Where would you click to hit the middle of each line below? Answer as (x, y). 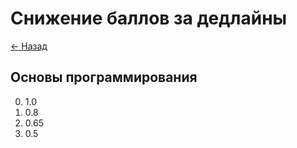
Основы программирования (104, 77)
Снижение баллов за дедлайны (149, 18)
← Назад (29, 46)
